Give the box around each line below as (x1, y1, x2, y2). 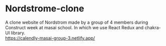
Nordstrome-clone (5, 3, 84, 14)
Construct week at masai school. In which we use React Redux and (5, 24, 144, 30)
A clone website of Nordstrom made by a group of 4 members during (5, 19, 148, 25)
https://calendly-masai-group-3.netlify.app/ (5, 35, 95, 41)
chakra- (144, 24, 161, 30)
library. (11, 30, 26, 36)
